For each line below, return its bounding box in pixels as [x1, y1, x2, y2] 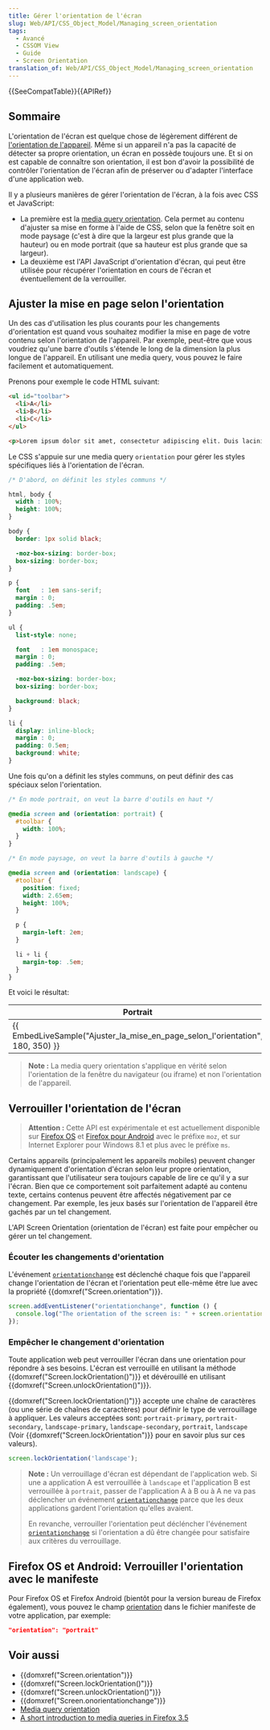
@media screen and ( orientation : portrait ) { [8, 809, 163, 818]
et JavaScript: [8, 198, 55, 208]
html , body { [8, 490, 52, 498]
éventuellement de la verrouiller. [19, 273, 127, 283]
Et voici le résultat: [8, 988, 70, 997]
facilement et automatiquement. [8, 361, 114, 371]
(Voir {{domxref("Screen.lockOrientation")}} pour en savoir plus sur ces [8, 1430, 245, 1440]
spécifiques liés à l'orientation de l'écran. [8, 460, 145, 470]
